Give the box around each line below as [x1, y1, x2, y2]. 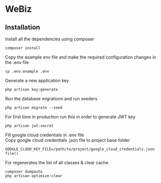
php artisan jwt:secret [5, 123, 54, 128]
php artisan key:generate [5, 87, 58, 92]
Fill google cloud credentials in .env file [5, 132, 84, 138]
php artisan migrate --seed [5, 105, 63, 110]
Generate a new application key [5, 78, 69, 83]
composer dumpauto [5, 169, 43, 174]
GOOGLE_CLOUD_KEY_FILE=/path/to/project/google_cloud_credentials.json [5, 147, 155, 152]
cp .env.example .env [5, 69, 50, 74]
